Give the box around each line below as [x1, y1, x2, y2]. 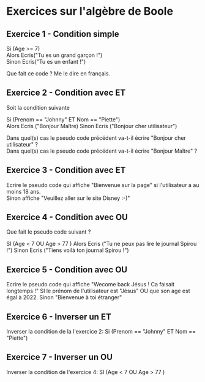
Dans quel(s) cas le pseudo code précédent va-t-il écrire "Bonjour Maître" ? [6, 147, 198, 155]
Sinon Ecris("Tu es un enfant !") [6, 58, 86, 65]
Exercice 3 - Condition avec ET [6, 165, 126, 175]
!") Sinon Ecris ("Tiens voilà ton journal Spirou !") [6, 246, 130, 254]
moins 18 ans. [6, 188, 41, 195]
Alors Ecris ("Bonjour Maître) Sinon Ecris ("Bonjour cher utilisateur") [6, 122, 177, 129]
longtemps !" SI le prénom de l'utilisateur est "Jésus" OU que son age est [6, 287, 190, 295]
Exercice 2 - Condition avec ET [6, 88, 126, 98]
